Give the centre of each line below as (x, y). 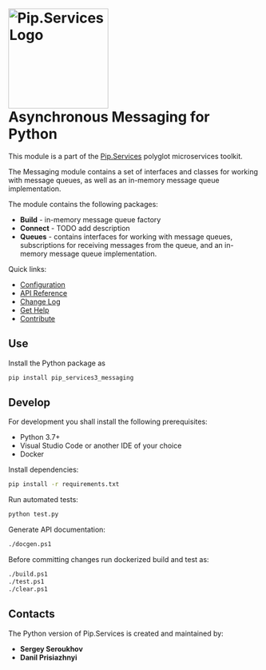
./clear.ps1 (28, 589)
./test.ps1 (26, 581)
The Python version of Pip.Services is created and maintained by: (116, 633)
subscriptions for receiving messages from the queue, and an (121, 245)
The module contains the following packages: (83, 204)
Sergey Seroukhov (52, 648)
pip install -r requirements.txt (64, 485)
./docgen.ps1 (30, 544)
